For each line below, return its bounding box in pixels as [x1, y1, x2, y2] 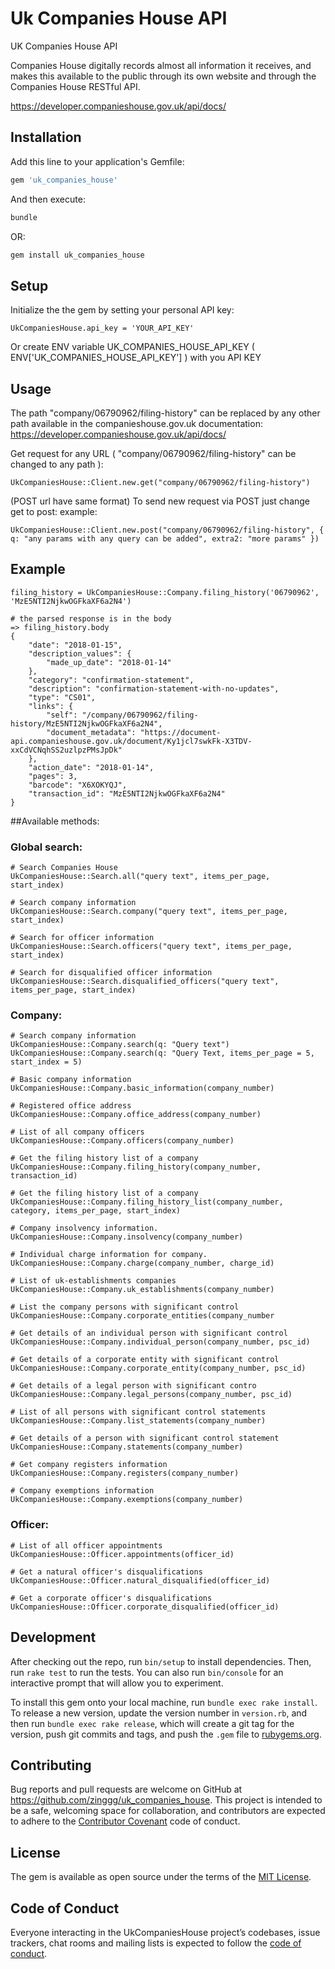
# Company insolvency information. [10, 1223, 159, 1234]
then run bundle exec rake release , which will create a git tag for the [10, 1717, 295, 1729]
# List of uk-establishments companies [10, 1276, 177, 1286]
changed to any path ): [10, 458, 104, 470]
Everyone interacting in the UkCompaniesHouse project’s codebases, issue [10, 1926, 321, 1938]
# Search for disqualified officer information [10, 968, 213, 978]
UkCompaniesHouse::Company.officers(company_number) [10, 1136, 235, 1146]
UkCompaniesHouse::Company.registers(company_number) [10, 1468, 240, 1479]
